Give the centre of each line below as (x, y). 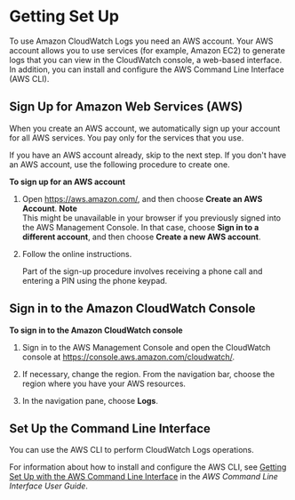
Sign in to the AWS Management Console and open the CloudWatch (146, 347)
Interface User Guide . (49, 486)
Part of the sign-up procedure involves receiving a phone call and (142, 271)
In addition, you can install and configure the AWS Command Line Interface (147, 69)
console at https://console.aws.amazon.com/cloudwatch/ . (128, 357)
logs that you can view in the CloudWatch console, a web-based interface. (146, 60)
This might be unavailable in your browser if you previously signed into (151, 218)
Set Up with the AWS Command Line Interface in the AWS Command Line (144, 477)
